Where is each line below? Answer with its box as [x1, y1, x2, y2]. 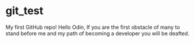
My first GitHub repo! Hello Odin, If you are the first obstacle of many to [5, 24, 180, 31]
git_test [5, 4, 44, 18]
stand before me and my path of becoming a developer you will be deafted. [5, 29, 190, 37]
